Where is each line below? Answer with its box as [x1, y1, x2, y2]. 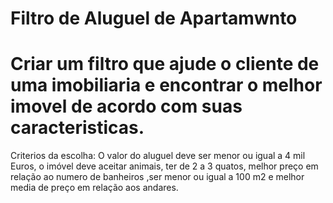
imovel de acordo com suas [10, 95, 243, 118]
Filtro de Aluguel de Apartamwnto [10, 7, 298, 30]
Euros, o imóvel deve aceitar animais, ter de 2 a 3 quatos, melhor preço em [10, 160, 319, 172]
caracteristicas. [10, 117, 145, 139]
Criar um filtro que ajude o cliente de [10, 53, 320, 76]
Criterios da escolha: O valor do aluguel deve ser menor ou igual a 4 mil [10, 150, 306, 162]
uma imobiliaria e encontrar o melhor [10, 74, 323, 97]
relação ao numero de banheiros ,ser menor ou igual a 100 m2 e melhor [10, 171, 305, 183]
